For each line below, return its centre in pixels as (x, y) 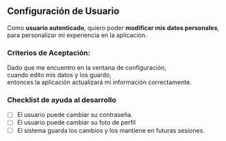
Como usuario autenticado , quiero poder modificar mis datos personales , (113, 27)
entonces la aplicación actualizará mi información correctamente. (99, 82)
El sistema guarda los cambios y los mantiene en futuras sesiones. (111, 130)
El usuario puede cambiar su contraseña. (75, 115)
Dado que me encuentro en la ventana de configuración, (87, 68)
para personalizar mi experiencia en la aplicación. (77, 35)
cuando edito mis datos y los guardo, (59, 75)
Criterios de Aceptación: (49, 53)
